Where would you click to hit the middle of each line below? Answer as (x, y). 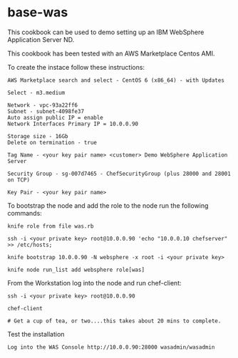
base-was (38, 12)
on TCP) (19, 180)
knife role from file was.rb (51, 226)
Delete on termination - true (52, 142)
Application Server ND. (41, 39)
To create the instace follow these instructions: (76, 67)
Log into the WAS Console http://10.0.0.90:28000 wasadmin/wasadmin (111, 347)
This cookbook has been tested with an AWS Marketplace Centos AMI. (111, 53)
